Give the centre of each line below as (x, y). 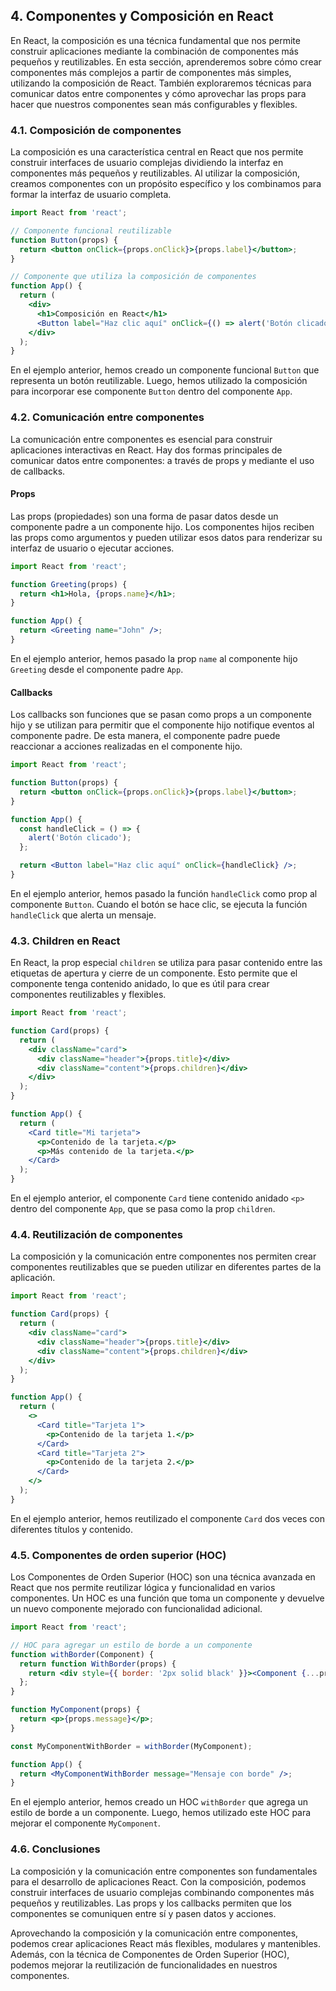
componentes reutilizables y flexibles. (88, 995)
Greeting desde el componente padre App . (97, 669)
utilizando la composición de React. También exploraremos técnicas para (161, 83)
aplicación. (33, 1278)
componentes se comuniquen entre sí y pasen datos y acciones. (143, 1913)
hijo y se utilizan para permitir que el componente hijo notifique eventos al (162, 725)
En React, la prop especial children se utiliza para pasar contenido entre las (166, 963)
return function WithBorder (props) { (98, 1664)
